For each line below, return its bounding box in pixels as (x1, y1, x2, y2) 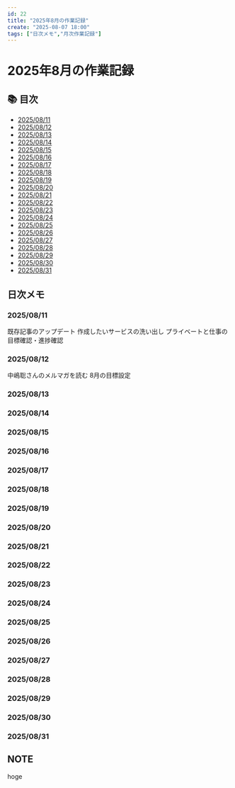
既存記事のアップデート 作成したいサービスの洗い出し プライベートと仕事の (7, 327, 228, 335)
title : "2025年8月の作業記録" (7, 17, 89, 24)
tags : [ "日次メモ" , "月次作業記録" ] (7, 30, 102, 38)
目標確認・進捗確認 (7, 336, 64, 344)
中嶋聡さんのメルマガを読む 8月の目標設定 (7, 371, 131, 380)
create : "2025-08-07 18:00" (7, 23, 91, 30)
